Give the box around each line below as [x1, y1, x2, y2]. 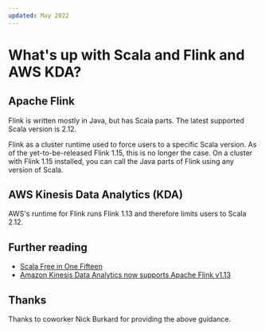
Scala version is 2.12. [8, 124, 77, 134]
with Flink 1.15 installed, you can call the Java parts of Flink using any [8, 156, 235, 166]
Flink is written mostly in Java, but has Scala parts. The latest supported [8, 115, 244, 125]
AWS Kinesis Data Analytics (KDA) [8, 188, 183, 201]
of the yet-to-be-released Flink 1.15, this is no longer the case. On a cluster [8, 148, 253, 158]
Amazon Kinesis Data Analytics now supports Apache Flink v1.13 [19, 270, 231, 279]
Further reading [8, 240, 88, 254]
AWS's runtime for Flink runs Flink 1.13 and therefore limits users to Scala [8, 209, 247, 219]
